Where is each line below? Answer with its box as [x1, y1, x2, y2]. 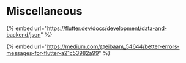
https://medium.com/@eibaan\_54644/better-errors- [46, 43, 180, 50]
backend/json [6, 31, 41, 38]
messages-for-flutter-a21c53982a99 [6, 49, 99, 56]
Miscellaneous [6, 4, 83, 18]
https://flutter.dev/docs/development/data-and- [46, 24, 167, 32]
